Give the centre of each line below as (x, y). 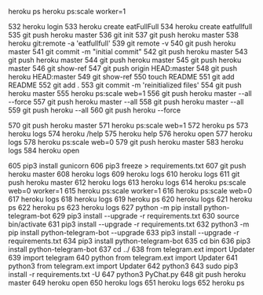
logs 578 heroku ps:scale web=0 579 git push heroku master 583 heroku (126, 142)
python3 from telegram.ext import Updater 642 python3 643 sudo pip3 (123, 266)
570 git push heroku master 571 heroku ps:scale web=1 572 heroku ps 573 (128, 125)
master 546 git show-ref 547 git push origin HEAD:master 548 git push (123, 68)
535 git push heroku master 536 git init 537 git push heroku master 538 (124, 35)
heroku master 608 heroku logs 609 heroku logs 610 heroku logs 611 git (124, 174)
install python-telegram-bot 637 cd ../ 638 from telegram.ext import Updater (131, 249)
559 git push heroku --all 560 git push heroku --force (95, 110)
